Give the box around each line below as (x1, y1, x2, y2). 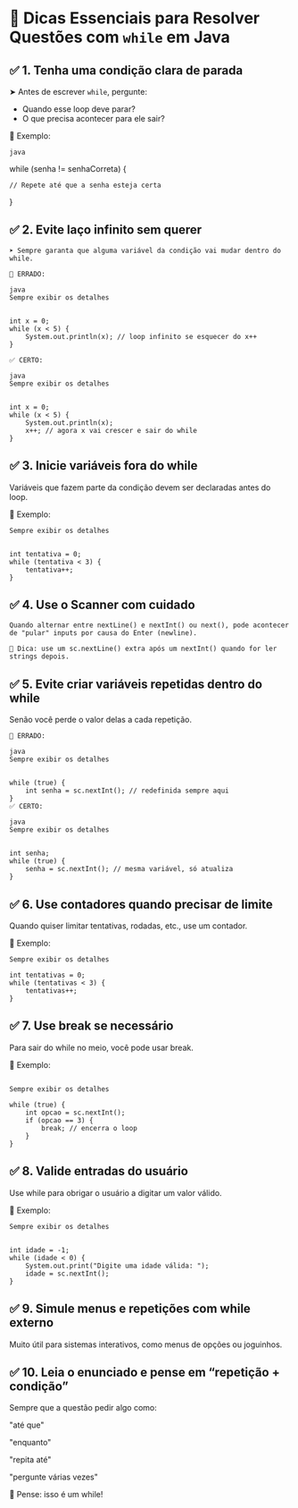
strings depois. (9, 652, 70, 661)
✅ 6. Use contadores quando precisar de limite (9, 896, 274, 911)
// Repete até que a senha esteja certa (9, 181, 162, 190)
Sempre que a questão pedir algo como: (9, 1402, 158, 1413)
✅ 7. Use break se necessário (9, 1019, 174, 1034)
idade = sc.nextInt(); (25, 1269, 110, 1278)
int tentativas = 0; (9, 970, 87, 980)
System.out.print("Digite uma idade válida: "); (25, 1261, 210, 1270)
